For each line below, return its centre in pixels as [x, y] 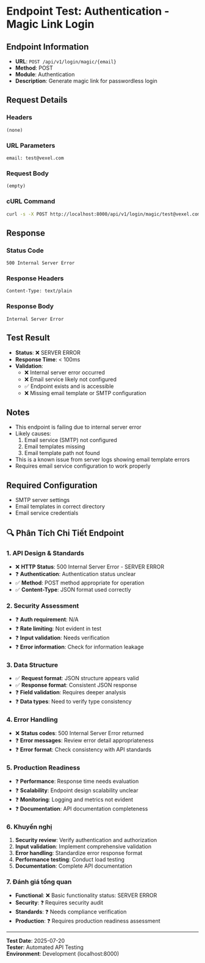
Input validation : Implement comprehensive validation [83, 846]
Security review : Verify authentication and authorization [86, 840]
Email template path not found [62, 453]
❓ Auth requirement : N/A [47, 620]
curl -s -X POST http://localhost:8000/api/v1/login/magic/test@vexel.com [103, 214]
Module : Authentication [45, 74]
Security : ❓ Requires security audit [59, 903]
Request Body [27, 173]
